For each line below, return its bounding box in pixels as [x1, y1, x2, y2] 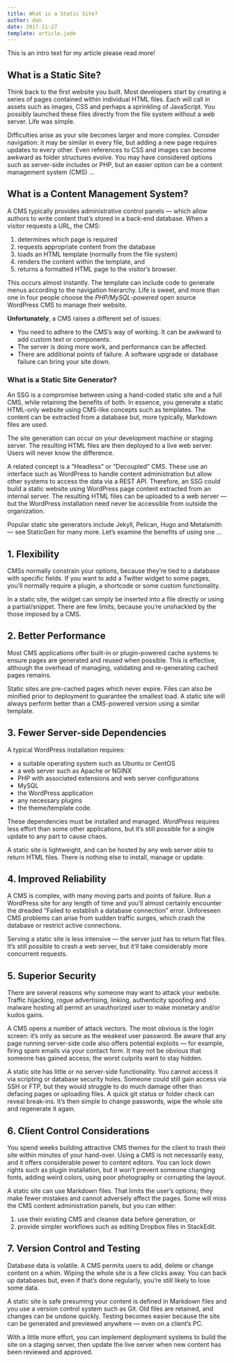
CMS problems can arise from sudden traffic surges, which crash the [7, 914, 205, 922]
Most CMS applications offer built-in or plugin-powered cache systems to [7, 648, 219, 657]
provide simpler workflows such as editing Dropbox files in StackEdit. [17, 1223, 217, 1231]
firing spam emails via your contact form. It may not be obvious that [7, 1047, 202, 1055]
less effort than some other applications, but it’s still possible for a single [7, 824, 214, 833]
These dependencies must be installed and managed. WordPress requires [7, 817, 219, 825]
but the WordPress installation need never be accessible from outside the [7, 500, 218, 508]
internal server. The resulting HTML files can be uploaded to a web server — [7, 492, 227, 500]
